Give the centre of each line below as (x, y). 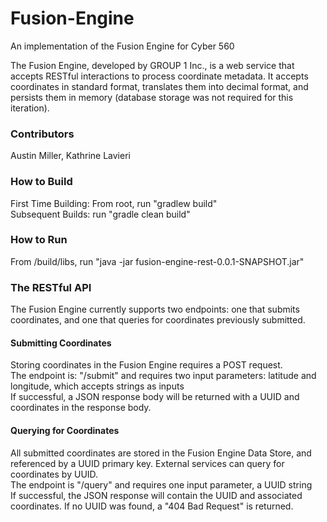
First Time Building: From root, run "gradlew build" (114, 203)
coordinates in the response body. (81, 408)
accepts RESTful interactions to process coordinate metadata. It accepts (159, 76)
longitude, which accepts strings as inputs (97, 386)
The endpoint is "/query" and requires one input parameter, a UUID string (161, 484)
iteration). (30, 108)
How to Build (41, 182)
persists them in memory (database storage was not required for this (152, 97)
